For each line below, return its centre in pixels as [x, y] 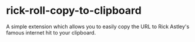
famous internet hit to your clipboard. [51, 32]
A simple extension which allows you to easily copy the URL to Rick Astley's [98, 26]
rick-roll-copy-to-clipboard [74, 11]
